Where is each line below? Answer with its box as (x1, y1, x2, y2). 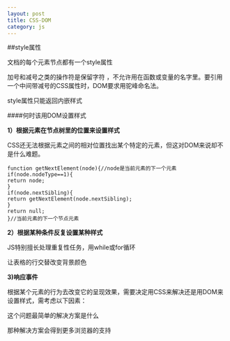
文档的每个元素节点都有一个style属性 (7, 58, 113, 66)
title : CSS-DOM (7, 17, 52, 24)
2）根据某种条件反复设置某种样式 (7, 228, 103, 237)
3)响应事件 (7, 273, 38, 282)
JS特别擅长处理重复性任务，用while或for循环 (7, 243, 136, 252)
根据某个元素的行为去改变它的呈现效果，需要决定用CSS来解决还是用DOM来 (7, 288, 224, 296)
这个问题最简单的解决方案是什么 (7, 312, 99, 320)
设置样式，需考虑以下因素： (7, 296, 87, 305)
